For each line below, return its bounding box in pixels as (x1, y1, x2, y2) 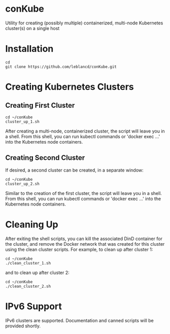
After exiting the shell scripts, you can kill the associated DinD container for (5, 236, 162, 242)
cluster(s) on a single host (5, 25, 60, 31)
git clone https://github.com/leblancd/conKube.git (5, 64, 117, 69)
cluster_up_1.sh (5, 119, 40, 124)
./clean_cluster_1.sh (5, 260, 51, 265)
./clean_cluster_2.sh (5, 284, 51, 289)
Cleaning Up (5, 219, 58, 230)
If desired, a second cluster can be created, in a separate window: (5, 167, 144, 173)
